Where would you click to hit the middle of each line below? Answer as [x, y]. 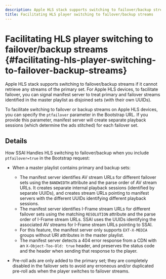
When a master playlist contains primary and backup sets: [71, 168]
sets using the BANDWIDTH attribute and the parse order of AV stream [88, 183]
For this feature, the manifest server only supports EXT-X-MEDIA [83, 230]
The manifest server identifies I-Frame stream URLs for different [85, 209]
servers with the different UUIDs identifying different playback [83, 198]
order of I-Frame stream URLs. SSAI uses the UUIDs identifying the [88, 220]
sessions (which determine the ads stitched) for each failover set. [72, 125]
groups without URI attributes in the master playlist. [72, 235]
